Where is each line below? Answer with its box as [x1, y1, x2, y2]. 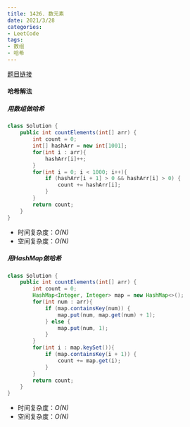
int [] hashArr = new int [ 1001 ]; [32, 142, 128, 150]
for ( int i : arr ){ [32, 148, 87, 155]
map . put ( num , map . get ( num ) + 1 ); [57, 311, 156, 319]
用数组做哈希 [7, 105, 44, 113]
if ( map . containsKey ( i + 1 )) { [44, 351, 137, 358]
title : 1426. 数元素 [7, 10, 65, 18]
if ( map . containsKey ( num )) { [44, 305, 131, 312]
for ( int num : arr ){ [32, 298, 93, 306]
